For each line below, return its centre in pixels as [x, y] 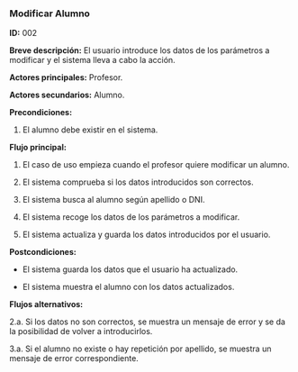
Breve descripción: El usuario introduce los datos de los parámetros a [140, 50]
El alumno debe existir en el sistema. [90, 130]
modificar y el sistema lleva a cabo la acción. [92, 60]
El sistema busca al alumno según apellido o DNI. [113, 200]
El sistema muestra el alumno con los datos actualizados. [128, 287]
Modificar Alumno [50, 14]
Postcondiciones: [43, 252]
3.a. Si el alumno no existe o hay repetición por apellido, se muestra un [140, 349]
